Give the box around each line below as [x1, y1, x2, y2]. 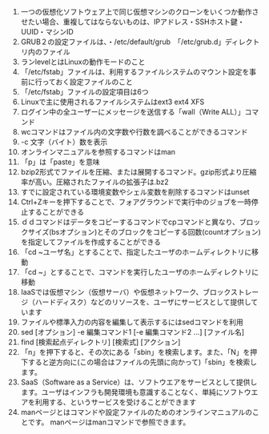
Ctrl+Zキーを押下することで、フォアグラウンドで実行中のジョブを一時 [20, 197, 251, 207]
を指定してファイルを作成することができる [20, 237, 162, 247]
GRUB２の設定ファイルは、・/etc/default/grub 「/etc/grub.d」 [20, 37, 226, 46]
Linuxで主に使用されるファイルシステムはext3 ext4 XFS [20, 97, 205, 106]
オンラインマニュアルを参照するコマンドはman [20, 147, 175, 156]
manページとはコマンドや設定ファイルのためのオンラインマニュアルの [20, 408, 253, 416]
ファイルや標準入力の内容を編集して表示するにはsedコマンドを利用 [20, 317, 243, 327]
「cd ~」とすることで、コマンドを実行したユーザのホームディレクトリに [20, 267, 259, 276]
